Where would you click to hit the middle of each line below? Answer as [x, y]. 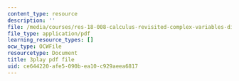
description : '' [31, 20]
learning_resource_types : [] [51, 40]
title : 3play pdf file [41, 60]
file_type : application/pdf [49, 33]
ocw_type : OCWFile [34, 46]
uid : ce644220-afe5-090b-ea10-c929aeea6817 [73, 66]
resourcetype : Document [43, 54]
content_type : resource [43, 14]
